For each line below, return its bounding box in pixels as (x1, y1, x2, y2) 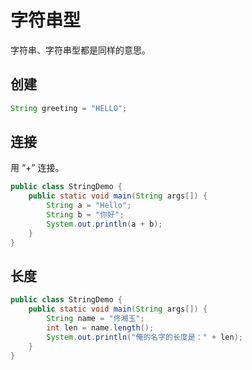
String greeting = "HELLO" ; (10, 103, 128, 113)
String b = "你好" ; (46, 210, 125, 220)
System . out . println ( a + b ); (46, 219, 163, 229)
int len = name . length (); (46, 323, 155, 333)
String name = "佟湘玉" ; (46, 314, 145, 324)
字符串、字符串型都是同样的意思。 (10, 44, 151, 56)
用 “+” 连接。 (10, 162, 65, 174)
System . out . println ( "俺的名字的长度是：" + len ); (46, 332, 244, 342)
